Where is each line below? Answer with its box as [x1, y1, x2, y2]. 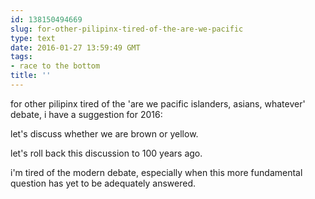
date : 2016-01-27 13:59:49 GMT [10, 42, 141, 53]
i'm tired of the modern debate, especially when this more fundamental [10, 166, 303, 178]
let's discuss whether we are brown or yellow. [10, 127, 199, 140]
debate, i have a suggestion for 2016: [10, 108, 163, 120]
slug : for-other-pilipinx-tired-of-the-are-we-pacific [10, 24, 244, 34]
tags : [10, 52, 33, 62]
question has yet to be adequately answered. [10, 177, 197, 189]
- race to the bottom [10, 61, 101, 71]
